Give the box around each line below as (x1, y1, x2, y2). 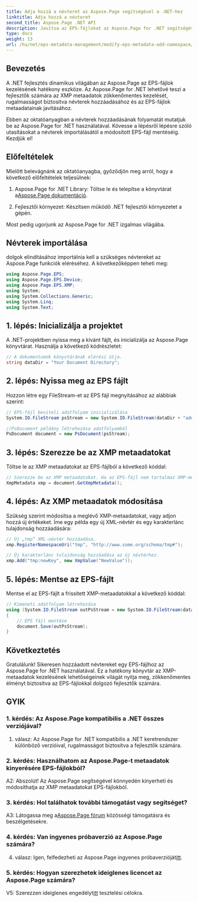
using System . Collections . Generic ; (6, 293, 94, 299)
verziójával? (6, 722, 42, 730)
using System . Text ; (6, 304, 54, 311)
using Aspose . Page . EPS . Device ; (6, 277, 83, 283)
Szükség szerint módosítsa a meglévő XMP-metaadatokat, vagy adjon (6, 512, 177, 519)
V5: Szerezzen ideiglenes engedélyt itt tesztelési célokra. (6, 889, 144, 896)
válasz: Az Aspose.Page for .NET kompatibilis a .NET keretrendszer (14, 735, 179, 742)
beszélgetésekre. (6, 818, 48, 825)
